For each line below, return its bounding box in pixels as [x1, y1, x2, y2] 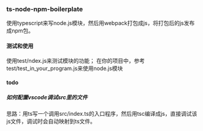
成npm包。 [6, 27, 34, 35]
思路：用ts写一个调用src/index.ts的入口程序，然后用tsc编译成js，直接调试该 [6, 110, 197, 118]
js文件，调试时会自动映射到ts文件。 [6, 118, 96, 125]
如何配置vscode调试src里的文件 [6, 93, 88, 101]
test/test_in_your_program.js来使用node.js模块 [6, 65, 123, 72]
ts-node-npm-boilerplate [6, 5, 83, 13]
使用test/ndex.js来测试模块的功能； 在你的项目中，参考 [6, 57, 145, 64]
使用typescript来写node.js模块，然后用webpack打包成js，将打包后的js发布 [6, 19, 195, 27]
